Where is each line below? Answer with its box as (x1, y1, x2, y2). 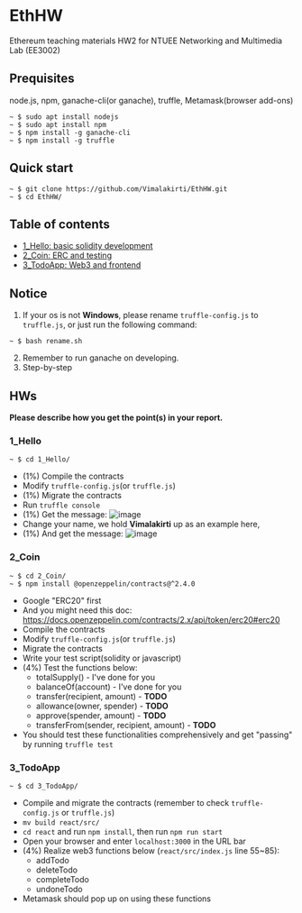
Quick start (9, 160, 74, 176)
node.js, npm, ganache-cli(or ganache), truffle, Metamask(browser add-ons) (9, 95, 294, 105)
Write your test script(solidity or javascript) (22, 653, 182, 663)
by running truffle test (22, 738, 114, 749)
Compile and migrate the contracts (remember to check (22, 797, 230, 808)
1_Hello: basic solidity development (22, 241, 153, 251)
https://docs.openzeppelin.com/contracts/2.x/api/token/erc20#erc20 (22, 614, 280, 625)
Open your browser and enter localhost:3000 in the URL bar (22, 835, 246, 846)
